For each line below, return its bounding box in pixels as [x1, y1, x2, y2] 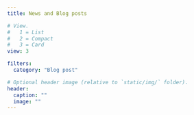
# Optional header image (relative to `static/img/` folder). [7, 79, 189, 86]
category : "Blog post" [13, 66, 78, 73]
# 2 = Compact [7, 35, 53, 42]
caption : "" [13, 92, 48, 99]
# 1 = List [7, 29, 45, 36]
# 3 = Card [7, 42, 45, 49]
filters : [7, 60, 32, 67]
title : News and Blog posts [7, 10, 88, 17]
